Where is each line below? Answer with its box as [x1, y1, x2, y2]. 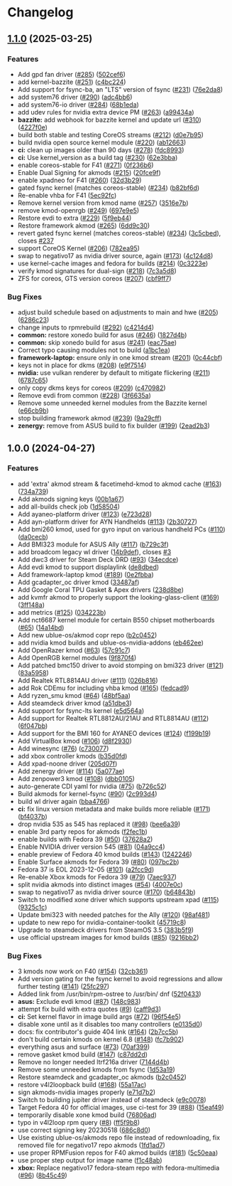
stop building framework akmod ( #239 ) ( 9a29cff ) [17, 414, 162, 423]
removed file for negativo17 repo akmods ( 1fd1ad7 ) [17, 1141, 165, 1150]
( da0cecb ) [17, 532, 48, 541]
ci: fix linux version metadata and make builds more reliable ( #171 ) [17, 805, 211, 813]
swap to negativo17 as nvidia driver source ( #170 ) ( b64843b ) [17, 887, 197, 896]
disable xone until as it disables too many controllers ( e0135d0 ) [17, 1020, 203, 1029]
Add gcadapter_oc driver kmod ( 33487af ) [17, 578, 140, 586]
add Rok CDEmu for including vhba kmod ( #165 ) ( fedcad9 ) [17, 684, 189, 692]
